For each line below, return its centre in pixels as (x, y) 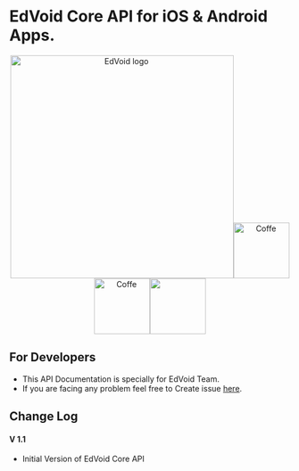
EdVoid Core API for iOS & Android (138, 17)
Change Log (44, 417)
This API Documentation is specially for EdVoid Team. (121, 379)
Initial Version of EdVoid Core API (83, 459)
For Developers (53, 357)
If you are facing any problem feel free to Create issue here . (132, 388)
